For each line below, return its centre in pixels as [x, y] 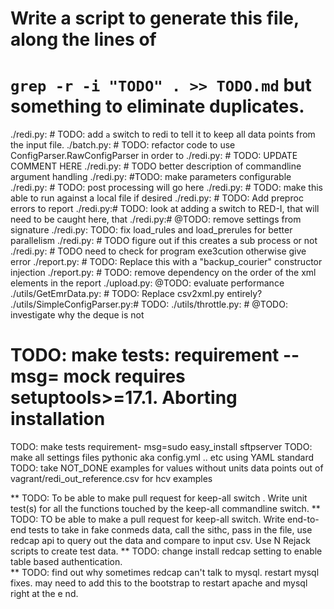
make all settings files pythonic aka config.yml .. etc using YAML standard [162, 458]
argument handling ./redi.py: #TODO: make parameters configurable [151, 177]
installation [58, 419]
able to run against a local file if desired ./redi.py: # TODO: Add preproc [157, 198]
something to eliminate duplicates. [157, 106]
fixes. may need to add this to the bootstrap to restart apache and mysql [159, 583]
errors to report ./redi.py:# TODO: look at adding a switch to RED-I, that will [165, 209]
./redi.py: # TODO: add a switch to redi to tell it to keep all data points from [163, 134]
